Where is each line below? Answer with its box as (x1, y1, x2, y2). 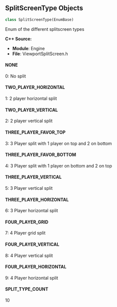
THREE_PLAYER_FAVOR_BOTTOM (5, 152, 77, 158)
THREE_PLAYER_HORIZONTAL (5, 196, 69, 203)
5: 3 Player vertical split (5, 185, 53, 191)
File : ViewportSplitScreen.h (12, 51, 68, 57)
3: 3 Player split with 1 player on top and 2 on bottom (5, 140, 112, 146)
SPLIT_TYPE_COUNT (5, 286, 48, 292)
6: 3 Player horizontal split (5, 208, 58, 214)
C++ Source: (5, 36, 32, 42)
